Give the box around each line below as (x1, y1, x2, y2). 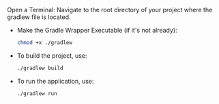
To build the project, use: (16, 51, 87, 60)
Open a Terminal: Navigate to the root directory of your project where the (7, 6, 213, 14)
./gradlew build (16, 65, 63, 71)
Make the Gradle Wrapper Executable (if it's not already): (16, 27, 177, 34)
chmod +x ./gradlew (16, 39, 73, 46)
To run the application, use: (16, 77, 94, 85)
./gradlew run (16, 90, 57, 97)
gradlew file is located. (7, 13, 71, 21)
